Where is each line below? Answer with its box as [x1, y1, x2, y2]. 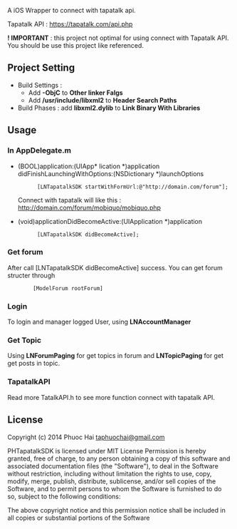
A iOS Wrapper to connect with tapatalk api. [7, 6, 137, 14]
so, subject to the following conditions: [7, 492, 121, 500]
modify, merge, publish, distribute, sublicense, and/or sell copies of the [7, 477, 216, 486]
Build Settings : [17, 81, 63, 89]
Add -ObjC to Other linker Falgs [28, 88, 123, 97]
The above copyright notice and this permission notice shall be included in [7, 505, 226, 514]
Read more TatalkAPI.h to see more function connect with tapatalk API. [7, 393, 216, 401]
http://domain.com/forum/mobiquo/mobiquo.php [17, 203, 162, 212]
